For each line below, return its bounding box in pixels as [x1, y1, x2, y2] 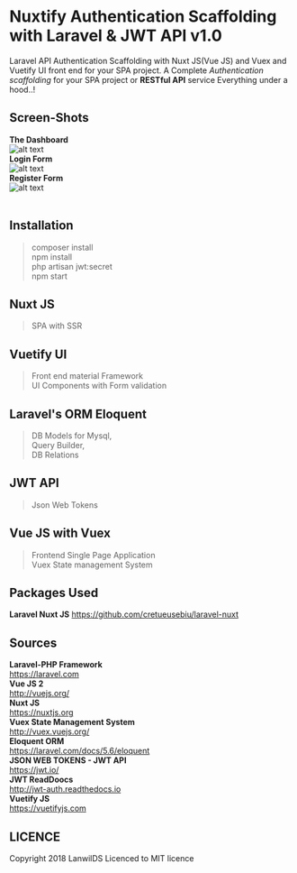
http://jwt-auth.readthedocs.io [9, 784, 121, 795]
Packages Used [9, 585, 99, 601]
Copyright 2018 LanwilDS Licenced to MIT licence [9, 853, 194, 864]
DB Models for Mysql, [31, 430, 112, 441]
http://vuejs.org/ [9, 688, 70, 699]
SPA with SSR [31, 320, 83, 331]
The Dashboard [9, 133, 69, 145]
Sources [9, 635, 58, 650]
